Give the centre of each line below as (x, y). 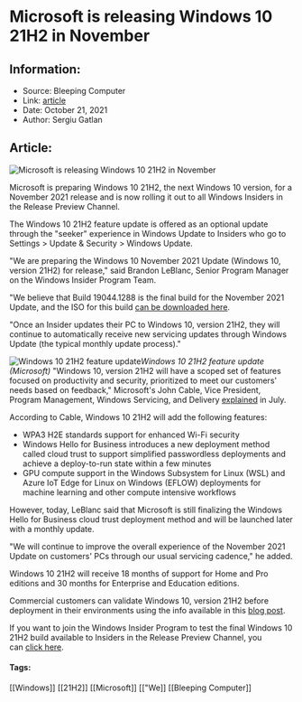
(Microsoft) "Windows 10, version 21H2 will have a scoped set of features (145, 370)
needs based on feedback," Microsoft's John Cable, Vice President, (135, 389)
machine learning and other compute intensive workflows (129, 492)
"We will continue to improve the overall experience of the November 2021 (147, 546)
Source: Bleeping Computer (74, 91)
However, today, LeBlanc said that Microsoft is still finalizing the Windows (146, 510)
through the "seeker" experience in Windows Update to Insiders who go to (148, 233)
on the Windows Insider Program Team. (82, 280)
